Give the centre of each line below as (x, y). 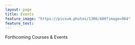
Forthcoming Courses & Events (36, 37)
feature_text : (20, 23)
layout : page (18, 10)
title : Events (20, 14)
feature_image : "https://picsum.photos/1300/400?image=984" (68, 19)
